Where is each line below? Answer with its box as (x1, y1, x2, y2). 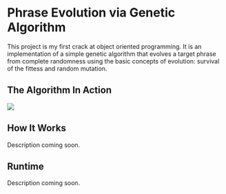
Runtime (7, 160, 44, 172)
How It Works (7, 122, 67, 134)
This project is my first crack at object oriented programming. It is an (7, 42, 202, 50)
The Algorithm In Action (7, 84, 112, 96)
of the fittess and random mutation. (7, 64, 107, 72)
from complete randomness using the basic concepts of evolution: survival (7, 57, 220, 65)
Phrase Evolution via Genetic (7, 5, 176, 21)
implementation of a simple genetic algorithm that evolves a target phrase (7, 50, 216, 58)
